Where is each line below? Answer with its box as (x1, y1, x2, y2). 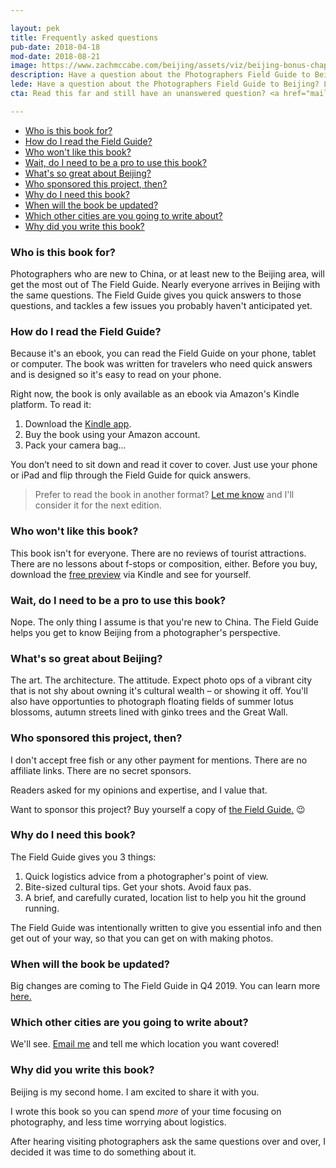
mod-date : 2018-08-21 (10, 51, 101, 61)
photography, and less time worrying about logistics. (10, 1116, 227, 1128)
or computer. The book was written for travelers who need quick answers (10, 358, 313, 370)
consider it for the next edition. (34, 499, 162, 511)
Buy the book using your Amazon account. (24, 429, 201, 441)
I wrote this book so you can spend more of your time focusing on (10, 1105, 282, 1117)
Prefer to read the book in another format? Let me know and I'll (34, 489, 295, 501)
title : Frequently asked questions (10, 32, 159, 43)
